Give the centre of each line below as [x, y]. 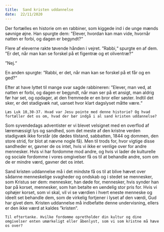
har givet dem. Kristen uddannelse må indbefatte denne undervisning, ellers [82, 203]
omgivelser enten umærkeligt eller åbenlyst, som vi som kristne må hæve [82, 221]
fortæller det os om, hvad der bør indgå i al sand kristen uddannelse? [81, 116]
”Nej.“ [11, 63]
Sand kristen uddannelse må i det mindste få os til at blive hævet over [76, 171]
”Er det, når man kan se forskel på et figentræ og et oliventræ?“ [69, 53]
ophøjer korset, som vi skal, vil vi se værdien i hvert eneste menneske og [79, 192]
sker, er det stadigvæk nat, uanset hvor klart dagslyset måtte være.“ [74, 103]
